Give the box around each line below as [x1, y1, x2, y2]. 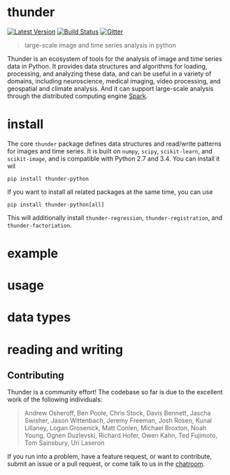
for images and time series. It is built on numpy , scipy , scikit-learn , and [7, 146, 213, 155]
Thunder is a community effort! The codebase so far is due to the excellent [7, 388, 223, 397]
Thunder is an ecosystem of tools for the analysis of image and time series [7, 54, 222, 63]
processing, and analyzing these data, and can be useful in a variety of [7, 69, 212, 78]
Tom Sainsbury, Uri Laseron [24, 439, 105, 447]
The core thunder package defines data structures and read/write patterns [7, 139, 222, 148]
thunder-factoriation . [7, 221, 72, 229]
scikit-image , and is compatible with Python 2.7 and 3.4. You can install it [7, 154, 220, 163]
